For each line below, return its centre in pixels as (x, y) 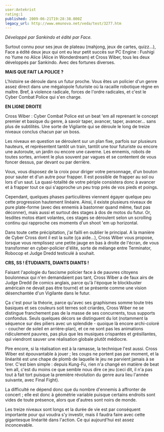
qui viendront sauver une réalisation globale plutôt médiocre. (66, 339)
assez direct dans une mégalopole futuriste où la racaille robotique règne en (82, 87)
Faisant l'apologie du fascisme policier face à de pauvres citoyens (72, 272)
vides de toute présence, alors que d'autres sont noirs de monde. (71, 400)
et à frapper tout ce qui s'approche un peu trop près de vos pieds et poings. (82, 188)
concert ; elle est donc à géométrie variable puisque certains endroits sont (80, 395)
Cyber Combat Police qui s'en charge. (44, 97)
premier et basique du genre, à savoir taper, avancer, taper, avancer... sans (81, 121)
